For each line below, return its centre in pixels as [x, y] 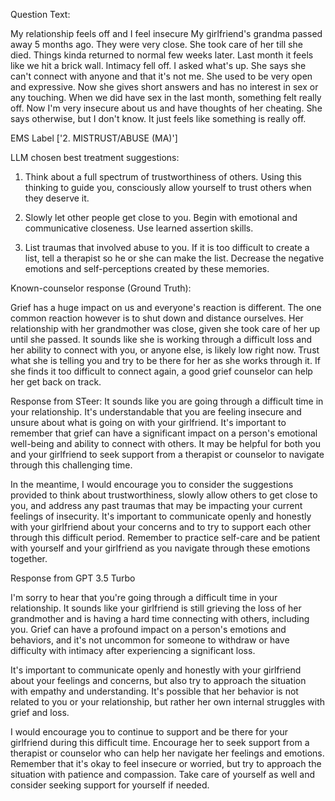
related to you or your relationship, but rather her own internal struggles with [167, 702]
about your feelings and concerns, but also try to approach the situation [158, 680]
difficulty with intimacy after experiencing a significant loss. [133, 650]
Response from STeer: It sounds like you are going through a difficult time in [167, 401]
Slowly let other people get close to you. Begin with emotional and [161, 217]
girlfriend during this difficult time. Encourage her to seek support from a [160, 742]
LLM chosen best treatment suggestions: [95, 157]
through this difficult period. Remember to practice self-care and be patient [165, 537]
